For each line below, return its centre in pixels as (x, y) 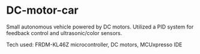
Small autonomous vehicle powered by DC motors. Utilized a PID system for (100, 27)
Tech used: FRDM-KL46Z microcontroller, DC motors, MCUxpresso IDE (94, 45)
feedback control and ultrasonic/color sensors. (64, 33)
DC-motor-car (42, 10)
